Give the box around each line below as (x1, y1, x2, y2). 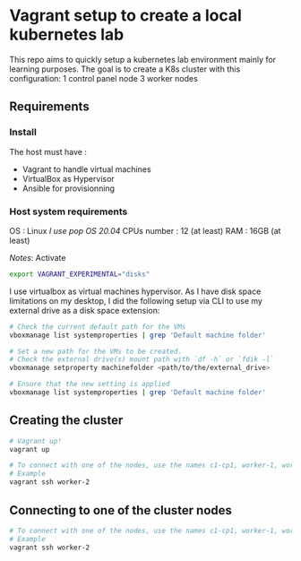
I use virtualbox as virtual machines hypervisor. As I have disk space (9, 286, 262, 297)
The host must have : (9, 146, 88, 157)
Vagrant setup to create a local (9, 5, 242, 26)
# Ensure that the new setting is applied (9, 380, 170, 389)
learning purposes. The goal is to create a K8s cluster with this (9, 64, 241, 74)
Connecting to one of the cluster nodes (9, 503, 233, 518)
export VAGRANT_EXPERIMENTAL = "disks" (9, 270, 150, 279)
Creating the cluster (9, 413, 124, 428)
